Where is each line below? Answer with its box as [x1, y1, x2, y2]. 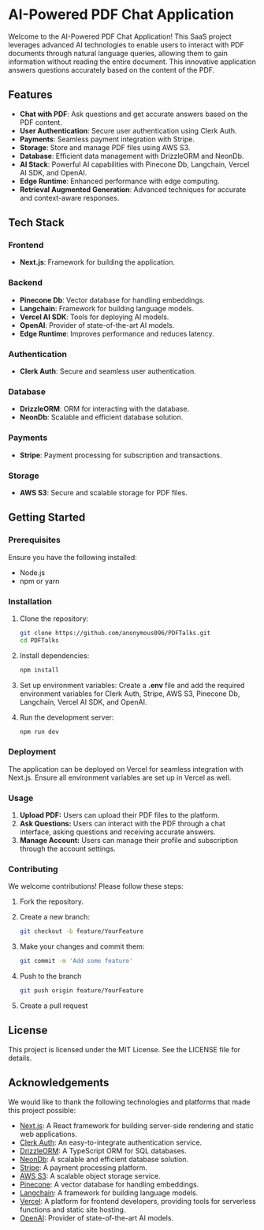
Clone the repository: [19, 614, 89, 623]
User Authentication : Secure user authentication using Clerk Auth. [19, 126, 238, 135]
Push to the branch [19, 972, 82, 981]
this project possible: [8, 1105, 76, 1115]
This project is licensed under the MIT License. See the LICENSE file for [8, 1044, 241, 1054]
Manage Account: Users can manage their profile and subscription [19, 836, 239, 844]
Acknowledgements [8, 1076, 110, 1089]
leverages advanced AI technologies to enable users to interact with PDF [8, 39, 244, 49]
